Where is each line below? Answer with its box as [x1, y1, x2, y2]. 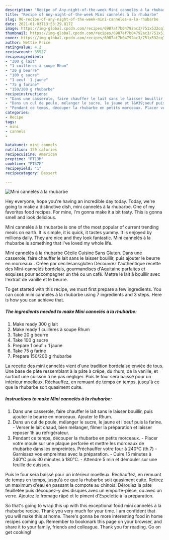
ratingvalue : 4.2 [5, 45, 42, 50]
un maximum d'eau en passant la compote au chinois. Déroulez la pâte [5, 482, 152, 488]
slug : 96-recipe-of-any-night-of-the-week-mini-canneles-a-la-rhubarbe [5, 17, 158, 22]
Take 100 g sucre [12, 337, 48, 343]
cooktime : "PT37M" [5, 161, 44, 166]
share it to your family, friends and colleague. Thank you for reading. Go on [5, 524, 161, 530]
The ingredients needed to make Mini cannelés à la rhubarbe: [5, 308, 137, 314]
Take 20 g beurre [12, 332, 49, 338]
